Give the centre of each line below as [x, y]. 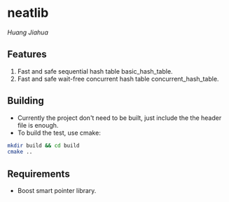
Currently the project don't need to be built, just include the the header [119, 118]
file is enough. [38, 125]
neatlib [28, 13]
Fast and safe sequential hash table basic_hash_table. [95, 71]
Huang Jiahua [28, 32]
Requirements [39, 174]
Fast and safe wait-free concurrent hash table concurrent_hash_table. [118, 79]
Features [27, 54]
